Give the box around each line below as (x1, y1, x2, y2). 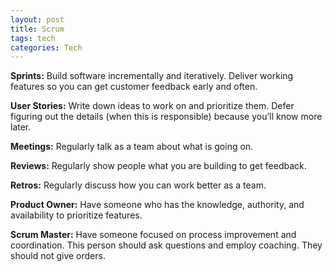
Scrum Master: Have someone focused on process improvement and (10, 229, 297, 241)
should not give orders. (10, 250, 106, 262)
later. (10, 121, 32, 133)
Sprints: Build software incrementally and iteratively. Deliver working (10, 70, 294, 82)
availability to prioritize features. (10, 209, 143, 221)
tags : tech (10, 33, 56, 43)
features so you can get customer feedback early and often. (10, 81, 258, 93)
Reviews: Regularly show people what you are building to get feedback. (10, 160, 307, 172)
